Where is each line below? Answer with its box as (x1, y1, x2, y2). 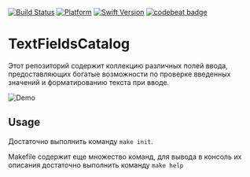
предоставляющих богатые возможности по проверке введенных (8, 69, 231, 79)
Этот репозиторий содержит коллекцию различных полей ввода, (8, 61, 228, 70)
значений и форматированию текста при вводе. (8, 77, 170, 87)
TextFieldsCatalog (8, 35, 131, 53)
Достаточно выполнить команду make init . (8, 136, 153, 146)
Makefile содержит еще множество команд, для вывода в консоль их (8, 152, 242, 161)
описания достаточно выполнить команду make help (8, 160, 184, 169)
